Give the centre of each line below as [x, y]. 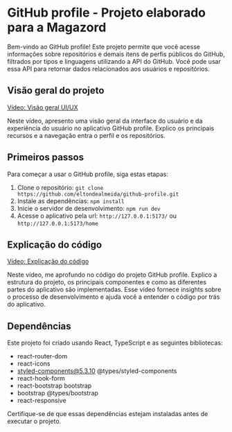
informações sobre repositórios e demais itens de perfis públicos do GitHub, [116, 54]
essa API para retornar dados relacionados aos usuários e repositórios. [108, 69]
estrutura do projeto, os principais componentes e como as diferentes [107, 282]
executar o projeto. [34, 422]
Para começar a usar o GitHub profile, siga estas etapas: [88, 174]
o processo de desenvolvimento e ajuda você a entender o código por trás [114, 297]
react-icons [34, 364]
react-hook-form [41, 379]
